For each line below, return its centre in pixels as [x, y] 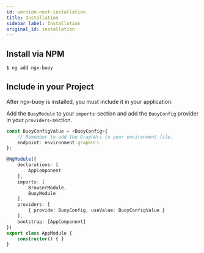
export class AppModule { [39, 233]
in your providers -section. [39, 120]
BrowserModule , [48, 188]
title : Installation [33, 18]
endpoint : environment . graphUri [58, 142]
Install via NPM [35, 53]
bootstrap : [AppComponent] [52, 222]
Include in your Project [50, 87]
